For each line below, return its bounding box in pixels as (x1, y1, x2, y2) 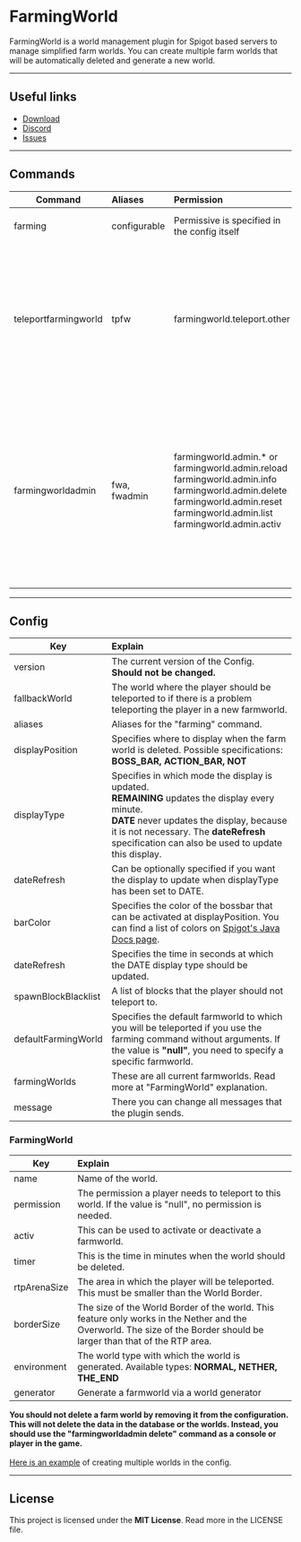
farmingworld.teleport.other (173, 312, 290, 325)
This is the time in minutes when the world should (77, 1249, 286, 1261)
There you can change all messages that (111, 1096, 282, 1108)
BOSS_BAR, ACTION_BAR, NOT (111, 755, 247, 767)
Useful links (9, 90, 78, 105)
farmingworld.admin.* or (173, 450, 279, 463)
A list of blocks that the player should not (111, 984, 284, 997)
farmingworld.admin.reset (173, 495, 283, 507)
